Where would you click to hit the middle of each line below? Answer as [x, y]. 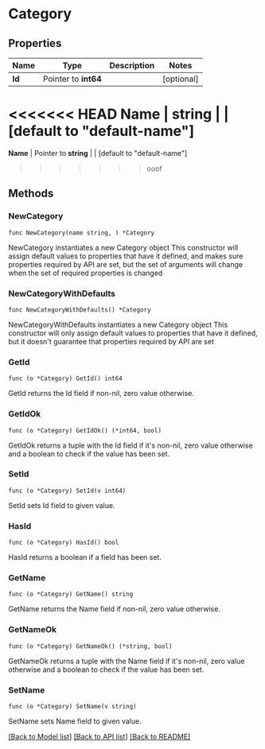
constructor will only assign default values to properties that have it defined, [133, 333]
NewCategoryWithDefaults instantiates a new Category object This [118, 324]
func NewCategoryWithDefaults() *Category [80, 310]
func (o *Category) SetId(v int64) [67, 491]
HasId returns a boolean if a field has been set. [85, 557]
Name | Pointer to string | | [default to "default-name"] [98, 153]
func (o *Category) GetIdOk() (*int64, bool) [85, 430]
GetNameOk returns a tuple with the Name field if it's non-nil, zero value [127, 661]
